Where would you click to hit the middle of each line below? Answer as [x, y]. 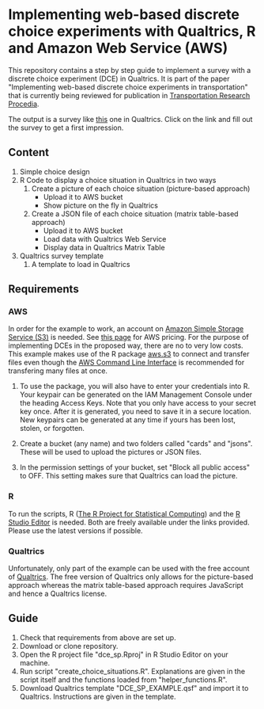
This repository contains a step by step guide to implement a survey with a [130, 70]
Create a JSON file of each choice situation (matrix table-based [135, 213]
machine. [35, 662]
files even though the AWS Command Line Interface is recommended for [126, 363]
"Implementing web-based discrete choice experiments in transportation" [128, 87]
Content [29, 152]
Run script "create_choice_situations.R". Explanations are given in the [132, 671]
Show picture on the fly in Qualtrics [100, 205]
